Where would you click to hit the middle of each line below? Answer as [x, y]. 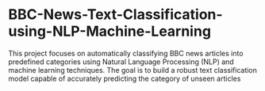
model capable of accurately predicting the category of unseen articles [125, 78]
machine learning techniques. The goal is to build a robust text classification [133, 70]
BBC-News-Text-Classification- [116, 15]
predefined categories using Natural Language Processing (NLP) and [121, 62]
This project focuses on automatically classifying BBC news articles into [126, 53]
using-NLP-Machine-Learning [110, 31]
